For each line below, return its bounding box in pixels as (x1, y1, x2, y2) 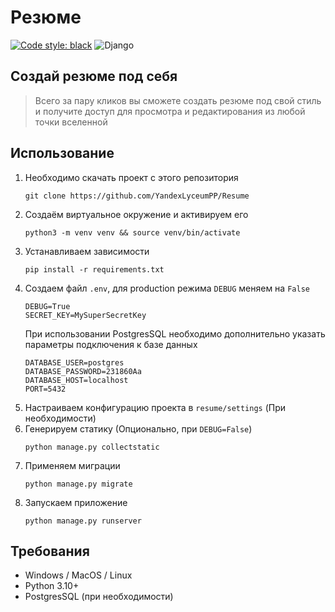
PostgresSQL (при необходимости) (24, 591, 174, 603)
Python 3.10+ (24, 580, 80, 592)
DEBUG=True (24, 301, 71, 311)
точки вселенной (34, 116, 108, 128)
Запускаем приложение (24, 496, 128, 508)
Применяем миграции (24, 459, 121, 471)
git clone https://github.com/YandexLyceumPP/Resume (24, 191, 250, 201)
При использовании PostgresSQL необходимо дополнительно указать (24, 327, 326, 340)
